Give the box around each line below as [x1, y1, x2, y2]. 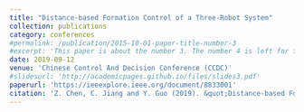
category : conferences [9, 30, 95, 39]
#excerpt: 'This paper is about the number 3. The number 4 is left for [9, 47, 290, 56]
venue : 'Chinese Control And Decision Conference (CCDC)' [9, 64, 233, 73]
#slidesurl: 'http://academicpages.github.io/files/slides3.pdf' [9, 72, 261, 81]
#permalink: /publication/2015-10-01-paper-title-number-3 [9, 38, 237, 48]
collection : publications [9, 22, 107, 31]
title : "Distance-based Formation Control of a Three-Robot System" [9, 13, 273, 23]
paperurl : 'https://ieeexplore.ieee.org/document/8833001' [9, 80, 237, 89]
